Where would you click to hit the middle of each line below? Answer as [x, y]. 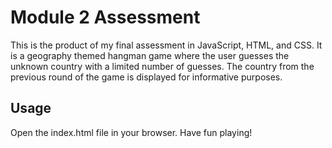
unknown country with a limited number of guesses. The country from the [162, 66]
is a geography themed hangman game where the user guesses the [150, 55]
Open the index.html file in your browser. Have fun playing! [131, 132]
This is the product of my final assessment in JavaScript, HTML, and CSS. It [166, 45]
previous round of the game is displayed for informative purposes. [146, 77]
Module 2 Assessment [105, 17]
